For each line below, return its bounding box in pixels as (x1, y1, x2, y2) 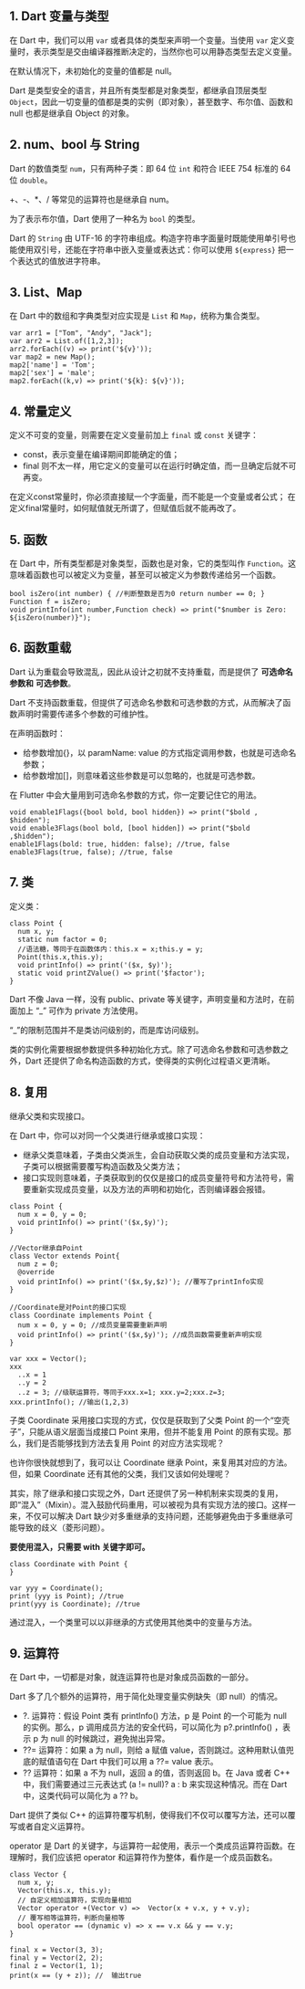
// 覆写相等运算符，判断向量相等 (17, 1913, 126, 1923)
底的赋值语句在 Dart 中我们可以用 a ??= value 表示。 (22, 1756, 219, 1767)
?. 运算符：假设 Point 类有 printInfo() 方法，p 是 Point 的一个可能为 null (22, 1711, 287, 1722)
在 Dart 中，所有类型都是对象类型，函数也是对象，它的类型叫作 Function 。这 (9, 558, 297, 569)
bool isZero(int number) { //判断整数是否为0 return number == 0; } (9, 590, 266, 599)
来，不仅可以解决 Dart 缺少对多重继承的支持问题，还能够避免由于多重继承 (9, 1510, 285, 1522)
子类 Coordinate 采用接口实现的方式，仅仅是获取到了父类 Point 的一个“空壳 (9, 1414, 290, 1426)
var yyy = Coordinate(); (9, 1583, 104, 1593)
